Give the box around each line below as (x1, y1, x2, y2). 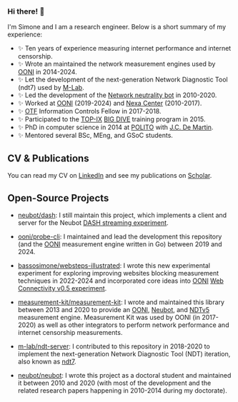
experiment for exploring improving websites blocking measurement (17, 268, 219, 277)
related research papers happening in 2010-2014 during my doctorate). (17, 386, 227, 395)
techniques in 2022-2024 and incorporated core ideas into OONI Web (17, 276, 224, 285)
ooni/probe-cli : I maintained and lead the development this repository (17, 232, 222, 241)
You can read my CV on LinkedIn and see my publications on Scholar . (7, 171, 212, 180)
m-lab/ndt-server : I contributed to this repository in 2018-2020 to (17, 342, 211, 351)
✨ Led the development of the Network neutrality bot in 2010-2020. (17, 91, 217, 99)
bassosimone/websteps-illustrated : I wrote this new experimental (17, 261, 211, 270)
